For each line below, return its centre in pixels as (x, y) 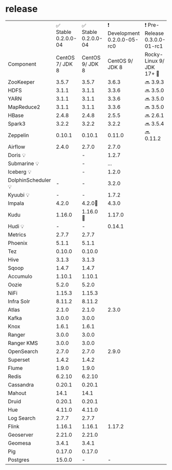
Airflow (17, 147)
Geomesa (19, 443)
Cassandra (21, 384)
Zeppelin (18, 135)
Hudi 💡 (16, 226)
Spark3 (17, 124)
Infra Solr (19, 301)
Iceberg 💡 (20, 171)
